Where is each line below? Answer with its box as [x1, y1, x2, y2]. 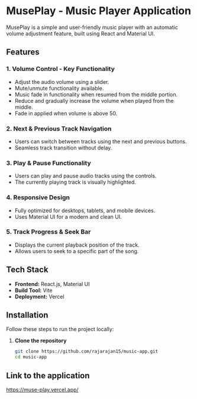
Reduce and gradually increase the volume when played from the [14, 97, 174, 104]
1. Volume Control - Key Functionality [6, 65, 115, 73]
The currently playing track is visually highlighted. [14, 179, 136, 186]
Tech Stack [6, 265, 49, 275]
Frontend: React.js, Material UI [14, 280, 90, 287]
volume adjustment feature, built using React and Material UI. [6, 30, 155, 37]
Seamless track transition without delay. [14, 144, 112, 151]
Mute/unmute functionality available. [14, 85, 104, 92]
